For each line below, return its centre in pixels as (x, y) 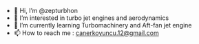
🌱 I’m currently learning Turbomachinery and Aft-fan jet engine (103, 25)
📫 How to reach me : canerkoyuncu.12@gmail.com (86, 33)
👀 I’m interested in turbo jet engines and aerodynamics (91, 18)
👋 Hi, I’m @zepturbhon (45, 11)
